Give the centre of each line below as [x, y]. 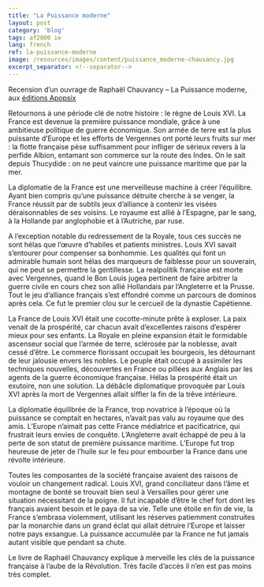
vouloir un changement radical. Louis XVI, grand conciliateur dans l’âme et [129, 484]
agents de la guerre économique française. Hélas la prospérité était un [123, 377]
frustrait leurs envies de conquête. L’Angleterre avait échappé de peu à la [127, 435]
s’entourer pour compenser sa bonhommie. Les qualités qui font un [117, 253]
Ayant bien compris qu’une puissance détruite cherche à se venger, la [121, 195]
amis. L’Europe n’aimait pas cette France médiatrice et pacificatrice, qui [124, 426]
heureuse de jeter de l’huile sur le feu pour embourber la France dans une [128, 451]
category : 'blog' [37, 30]
